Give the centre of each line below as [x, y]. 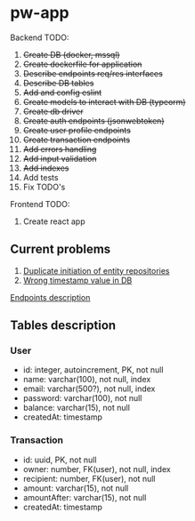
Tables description [63, 326]
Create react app [54, 221]
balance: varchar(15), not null [76, 408]
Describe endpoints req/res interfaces [93, 73]
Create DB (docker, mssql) [71, 54]
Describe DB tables [58, 83]
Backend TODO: [40, 37]
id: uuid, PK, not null [60, 460]
